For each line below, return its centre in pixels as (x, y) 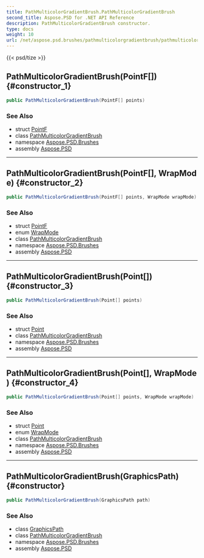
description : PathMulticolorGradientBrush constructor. (78, 23)
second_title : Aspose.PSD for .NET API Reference (70, 18)
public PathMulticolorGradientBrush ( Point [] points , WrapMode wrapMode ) (100, 397)
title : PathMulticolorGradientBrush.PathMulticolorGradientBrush (90, 12)
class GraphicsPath (39, 529)
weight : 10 (20, 35)
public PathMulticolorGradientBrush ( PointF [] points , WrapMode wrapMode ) (102, 197)
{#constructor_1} (39, 86)
